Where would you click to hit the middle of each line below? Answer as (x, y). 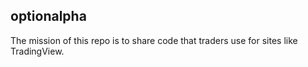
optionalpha (48, 16)
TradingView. (37, 51)
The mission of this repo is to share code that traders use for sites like (154, 40)
